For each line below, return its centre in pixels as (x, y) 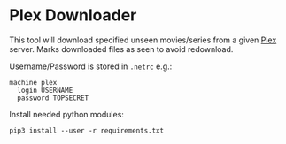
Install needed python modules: (66, 114)
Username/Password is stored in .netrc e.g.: (91, 66)
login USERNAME (45, 90)
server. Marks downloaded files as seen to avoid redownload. (121, 49)
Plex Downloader (73, 15)
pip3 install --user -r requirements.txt (87, 130)
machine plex (33, 82)
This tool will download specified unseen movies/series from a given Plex (143, 40)
